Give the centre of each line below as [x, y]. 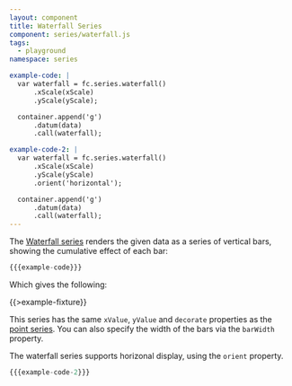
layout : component [44, 18]
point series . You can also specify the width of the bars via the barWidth [142, 329]
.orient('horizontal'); [78, 183]
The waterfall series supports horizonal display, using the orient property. [146, 356]
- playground [42, 51]
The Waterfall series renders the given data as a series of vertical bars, [141, 241]
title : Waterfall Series [56, 26]
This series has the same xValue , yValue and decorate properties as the [141, 319]
